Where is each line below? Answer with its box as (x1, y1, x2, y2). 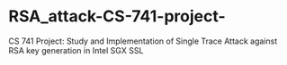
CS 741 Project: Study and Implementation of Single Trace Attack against (8, 36, 278, 46)
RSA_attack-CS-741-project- (8, 6, 226, 27)
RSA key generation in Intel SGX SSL (8, 45, 144, 55)
